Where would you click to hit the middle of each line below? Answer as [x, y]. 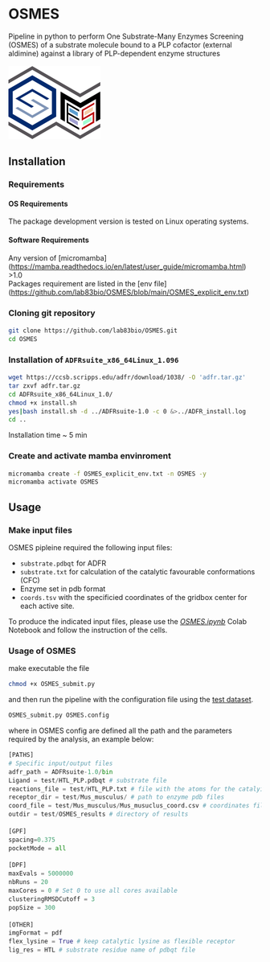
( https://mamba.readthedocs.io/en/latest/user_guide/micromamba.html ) [127, 266]
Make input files [40, 530]
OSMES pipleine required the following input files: [90, 547]
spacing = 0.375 [32, 840]
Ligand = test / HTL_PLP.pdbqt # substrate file [88, 780]
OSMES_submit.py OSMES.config [59, 715]
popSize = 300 [32, 907]
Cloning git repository [52, 313]
